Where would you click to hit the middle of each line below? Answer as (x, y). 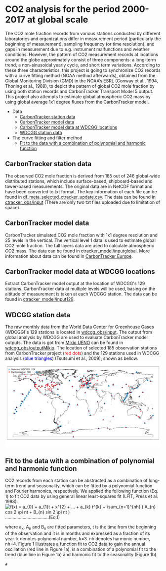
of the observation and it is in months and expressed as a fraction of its (78, 533)
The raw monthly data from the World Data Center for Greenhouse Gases (80, 327)
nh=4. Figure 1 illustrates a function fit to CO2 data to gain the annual (75, 544)
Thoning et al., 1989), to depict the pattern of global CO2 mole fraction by (80, 86)
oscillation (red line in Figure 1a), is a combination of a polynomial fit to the (81, 549)
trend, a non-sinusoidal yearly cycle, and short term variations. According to (83, 65)
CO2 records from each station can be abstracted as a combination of (77, 481)
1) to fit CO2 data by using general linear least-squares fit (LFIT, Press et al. (82, 496)
